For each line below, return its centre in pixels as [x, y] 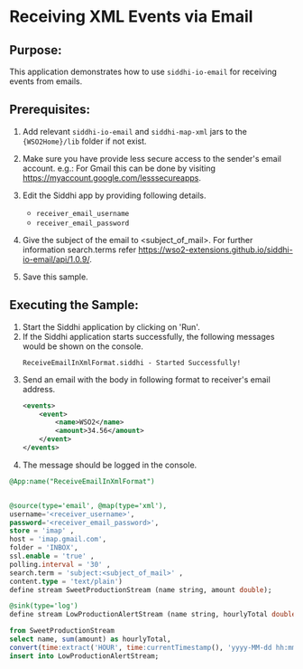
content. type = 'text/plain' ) [66, 581]
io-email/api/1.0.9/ [56, 259]
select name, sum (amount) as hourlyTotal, [90, 639]
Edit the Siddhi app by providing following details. [114, 195]
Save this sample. [55, 277]
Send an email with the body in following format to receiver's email [146, 379]
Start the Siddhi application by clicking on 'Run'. [111, 326]
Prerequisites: [50, 110]
